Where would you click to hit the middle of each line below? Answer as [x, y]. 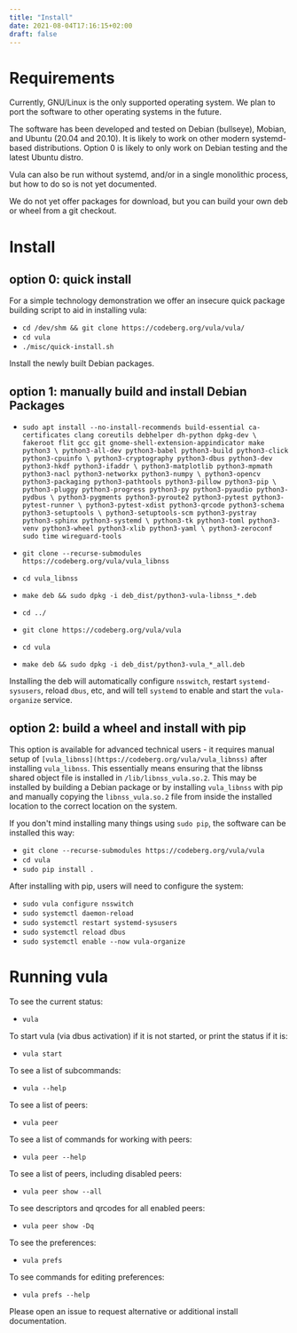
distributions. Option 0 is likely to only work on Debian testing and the [161, 148]
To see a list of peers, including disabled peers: [95, 1173]
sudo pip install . [58, 869]
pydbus [34, 498]
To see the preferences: [53, 1242]
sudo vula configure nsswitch [78, 904]
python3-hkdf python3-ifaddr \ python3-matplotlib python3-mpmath [147, 467]
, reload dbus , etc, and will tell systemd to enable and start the [152, 690]
